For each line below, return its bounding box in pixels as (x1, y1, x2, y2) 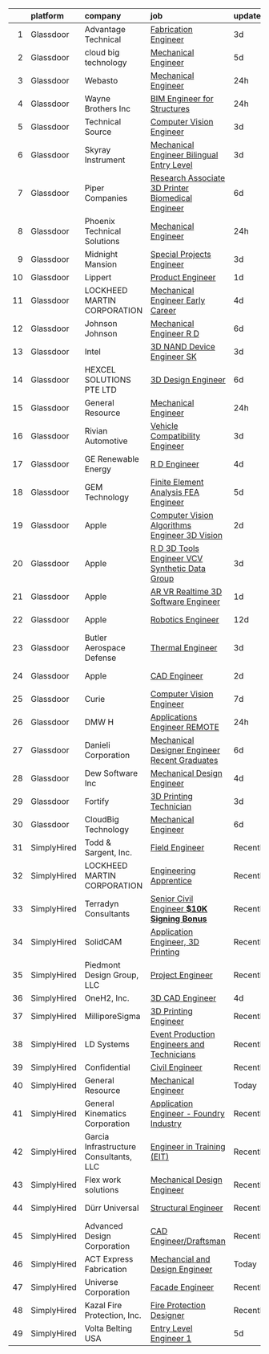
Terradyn (84, 899, 119, 909)
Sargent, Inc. (84, 847, 132, 858)
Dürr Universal (84, 1202, 139, 1213)
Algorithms (150, 520, 192, 531)
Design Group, (84, 969, 139, 981)
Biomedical (150, 193, 193, 203)
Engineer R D (150, 328, 200, 339)
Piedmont (84, 960, 121, 970)
